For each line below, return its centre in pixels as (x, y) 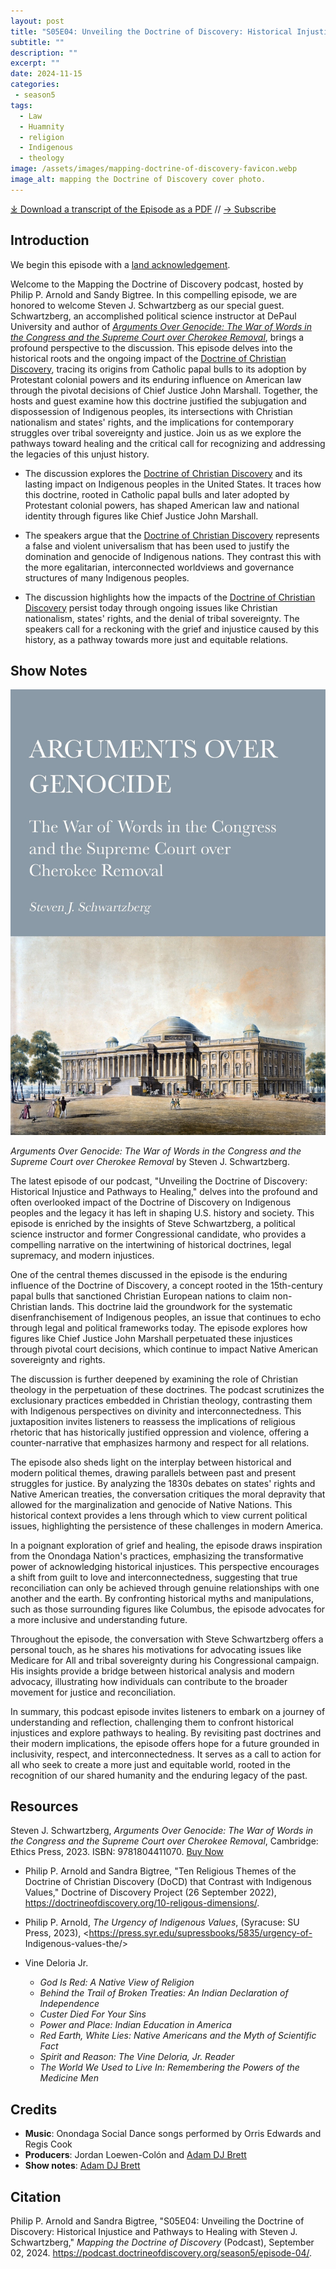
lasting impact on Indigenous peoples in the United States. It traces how (173, 484)
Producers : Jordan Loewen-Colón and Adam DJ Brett (135, 2155)
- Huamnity (42, 126)
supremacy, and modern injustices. (82, 1255)
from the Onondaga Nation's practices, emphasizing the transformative (157, 1556)
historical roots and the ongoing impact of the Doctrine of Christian (148, 358)
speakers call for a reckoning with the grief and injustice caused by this (172, 629)
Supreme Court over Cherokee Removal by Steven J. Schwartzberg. (150, 1161)
